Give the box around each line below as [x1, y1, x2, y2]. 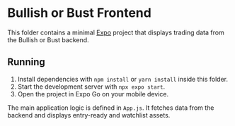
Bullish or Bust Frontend [7, 5, 152, 21]
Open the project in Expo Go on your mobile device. [17, 89, 168, 98]
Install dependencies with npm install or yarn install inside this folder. [17, 75, 229, 83]
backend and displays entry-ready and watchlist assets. [7, 111, 171, 119]
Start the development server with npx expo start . [17, 82, 165, 91]
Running [7, 56, 46, 68]
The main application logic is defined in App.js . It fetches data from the [7, 103, 214, 112]
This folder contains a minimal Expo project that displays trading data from [7, 28, 224, 37]
